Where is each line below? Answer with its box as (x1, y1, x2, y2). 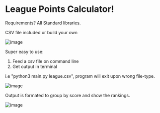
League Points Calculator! (5, 3, 114, 15)
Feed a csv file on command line (12, 58, 79, 64)
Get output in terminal (12, 63, 57, 69)
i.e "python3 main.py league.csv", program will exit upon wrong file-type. (5, 73, 155, 79)
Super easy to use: (5, 49, 44, 55)
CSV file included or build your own (5, 29, 78, 35)
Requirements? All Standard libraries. (5, 20, 81, 26)
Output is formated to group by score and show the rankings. (5, 92, 130, 98)
